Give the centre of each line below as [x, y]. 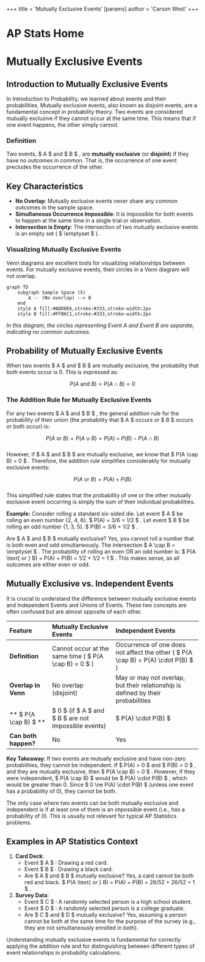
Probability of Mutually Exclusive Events [85, 351]
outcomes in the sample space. [55, 208]
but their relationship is [148, 685]
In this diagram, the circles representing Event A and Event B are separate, [100, 325]
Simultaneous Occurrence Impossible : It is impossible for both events [104, 214]
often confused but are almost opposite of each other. [74, 611]
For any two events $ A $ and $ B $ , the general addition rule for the [93, 413]
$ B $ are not [70, 718]
